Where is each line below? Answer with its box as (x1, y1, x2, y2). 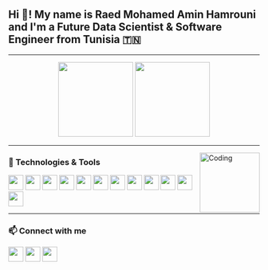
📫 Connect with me (8, 225, 87, 237)
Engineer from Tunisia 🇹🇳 (8, 33, 141, 46)
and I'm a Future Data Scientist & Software (8, 21, 223, 34)
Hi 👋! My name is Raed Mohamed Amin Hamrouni (8, 8, 257, 22)
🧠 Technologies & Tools (8, 156, 101, 167)
